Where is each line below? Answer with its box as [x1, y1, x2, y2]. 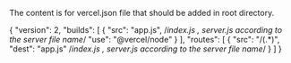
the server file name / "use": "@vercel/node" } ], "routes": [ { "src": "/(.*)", [9, 35, 280, 44]
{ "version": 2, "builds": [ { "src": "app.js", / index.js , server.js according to [9, 25, 283, 35]
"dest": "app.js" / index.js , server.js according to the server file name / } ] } [9, 43, 282, 54]
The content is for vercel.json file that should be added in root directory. [9, 8, 275, 18]
